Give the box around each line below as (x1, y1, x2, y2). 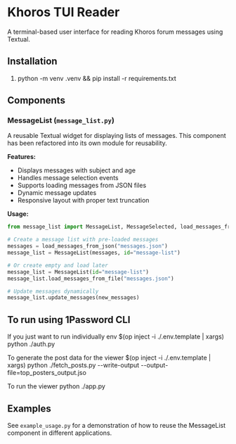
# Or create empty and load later (7, 262, 109, 269)
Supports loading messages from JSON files (17, 181, 147, 190)
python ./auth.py (7, 340, 55, 348)
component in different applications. (7, 429, 112, 437)
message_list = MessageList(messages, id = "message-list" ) (7, 249, 181, 257)
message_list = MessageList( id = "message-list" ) (7, 268, 150, 275)
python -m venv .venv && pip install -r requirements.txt (17, 74, 177, 82)
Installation (7, 56, 58, 68)
